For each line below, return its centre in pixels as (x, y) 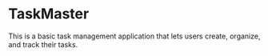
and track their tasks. (43, 44)
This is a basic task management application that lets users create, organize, (134, 36)
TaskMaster (49, 14)
